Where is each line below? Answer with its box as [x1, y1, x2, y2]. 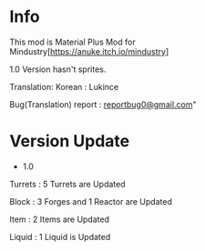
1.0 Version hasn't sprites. [9, 64, 107, 75]
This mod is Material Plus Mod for [9, 36, 136, 47]
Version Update [9, 131, 130, 152]
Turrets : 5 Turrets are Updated [9, 178, 126, 189]
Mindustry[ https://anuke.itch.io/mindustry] [9, 45, 169, 56]
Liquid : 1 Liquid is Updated [9, 231, 111, 242]
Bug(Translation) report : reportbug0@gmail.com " [9, 98, 197, 110]
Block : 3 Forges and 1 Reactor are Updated [9, 196, 173, 206]
